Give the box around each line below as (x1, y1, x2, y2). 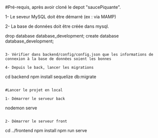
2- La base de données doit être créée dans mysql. (5, 23, 110, 29)
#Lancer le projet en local (5, 88, 63, 92)
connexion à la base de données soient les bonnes (5, 56, 112, 61)
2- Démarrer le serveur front (5, 119, 68, 124)
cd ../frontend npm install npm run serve (5, 128, 87, 133)
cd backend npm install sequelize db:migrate (5, 74, 96, 80)
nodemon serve (5, 105, 38, 111)
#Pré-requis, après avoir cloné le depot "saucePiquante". (5, 4, 121, 10)
